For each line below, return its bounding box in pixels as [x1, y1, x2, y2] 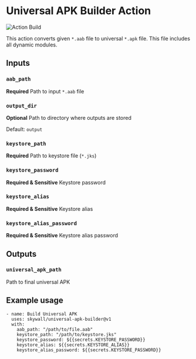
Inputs [6, 58, 31, 68]
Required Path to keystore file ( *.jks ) [6, 152, 97, 159]
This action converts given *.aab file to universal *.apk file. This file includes [6, 35, 191, 42]
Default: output [6, 125, 43, 133]
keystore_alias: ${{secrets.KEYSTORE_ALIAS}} [16, 342, 130, 348]
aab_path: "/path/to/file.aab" [16, 326, 93, 333]
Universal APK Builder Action [6, 4, 151, 18]
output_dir [6, 102, 37, 109]
